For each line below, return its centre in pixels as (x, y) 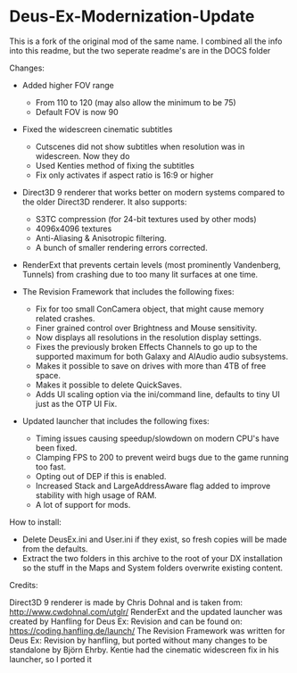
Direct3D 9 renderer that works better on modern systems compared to (153, 192)
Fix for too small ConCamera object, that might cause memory (150, 309)
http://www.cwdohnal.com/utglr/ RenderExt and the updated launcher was (146, 611)
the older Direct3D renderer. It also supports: (104, 202)
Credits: (24, 585)
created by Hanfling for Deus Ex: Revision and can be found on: (126, 621)
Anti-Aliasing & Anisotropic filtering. (101, 237)
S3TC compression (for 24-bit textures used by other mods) (146, 219)
